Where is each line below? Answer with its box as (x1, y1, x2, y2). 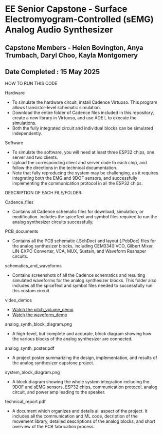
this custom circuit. (12, 288, 51, 294)
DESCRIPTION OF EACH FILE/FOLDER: (5, 190, 83, 196)
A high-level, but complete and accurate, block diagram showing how (12, 331, 152, 337)
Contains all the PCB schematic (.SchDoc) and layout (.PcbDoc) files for (12, 238, 156, 244)
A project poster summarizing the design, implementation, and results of (12, 355, 157, 361)
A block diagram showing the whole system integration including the (12, 379, 150, 385)
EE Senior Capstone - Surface (5, 3, 127, 15)
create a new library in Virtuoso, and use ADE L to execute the (12, 115, 137, 121)
